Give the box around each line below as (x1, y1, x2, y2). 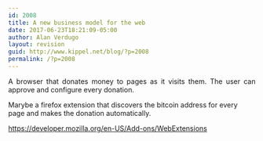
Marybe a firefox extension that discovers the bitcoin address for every (8, 99, 238, 110)
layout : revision (8, 41, 65, 49)
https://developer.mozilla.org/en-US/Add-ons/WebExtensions (8, 123, 208, 133)
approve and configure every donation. (8, 85, 135, 94)
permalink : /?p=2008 (8, 56, 76, 63)
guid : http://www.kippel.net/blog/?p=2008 (8, 48, 149, 56)
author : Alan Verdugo (8, 33, 79, 42)
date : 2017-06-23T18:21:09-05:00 (8, 26, 118, 34)
